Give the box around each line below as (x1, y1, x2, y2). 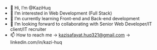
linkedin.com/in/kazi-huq (10, 39, 62, 45)
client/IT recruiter (10, 26, 47, 32)
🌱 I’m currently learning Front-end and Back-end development (10, 16, 140, 21)
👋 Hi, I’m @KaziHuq (10, 5, 51, 11)
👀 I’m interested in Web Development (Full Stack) (10, 10, 112, 16)
